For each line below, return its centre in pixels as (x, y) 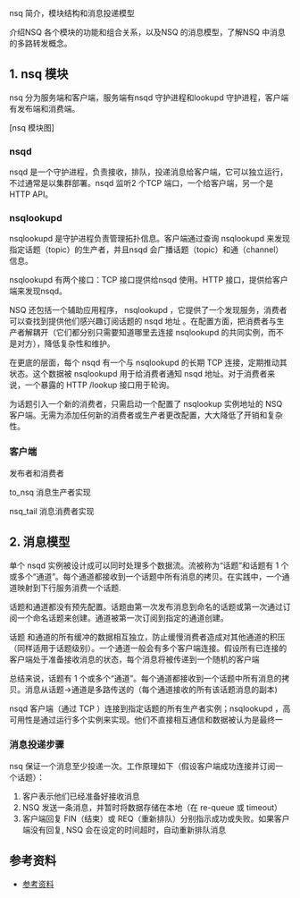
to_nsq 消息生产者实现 (50, 492)
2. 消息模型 (40, 542)
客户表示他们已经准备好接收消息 (81, 796)
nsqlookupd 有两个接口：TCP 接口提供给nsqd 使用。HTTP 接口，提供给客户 (149, 280)
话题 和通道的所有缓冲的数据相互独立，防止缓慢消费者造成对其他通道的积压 (147, 637)
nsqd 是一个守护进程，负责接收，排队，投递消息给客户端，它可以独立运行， (149, 172)
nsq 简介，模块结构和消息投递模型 (72, 13)
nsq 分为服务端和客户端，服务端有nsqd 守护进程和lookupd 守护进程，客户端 (149, 97)
